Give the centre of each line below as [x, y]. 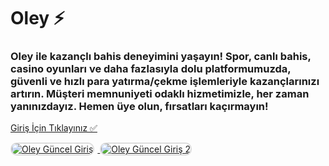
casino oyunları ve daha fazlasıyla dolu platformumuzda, [151, 69]
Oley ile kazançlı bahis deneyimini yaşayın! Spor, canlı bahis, [161, 57]
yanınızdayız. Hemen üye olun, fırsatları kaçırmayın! [139, 107]
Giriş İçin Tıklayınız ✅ [54, 128]
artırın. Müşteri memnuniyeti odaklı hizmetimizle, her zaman [160, 94]
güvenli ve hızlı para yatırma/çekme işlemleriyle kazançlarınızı [165, 82]
